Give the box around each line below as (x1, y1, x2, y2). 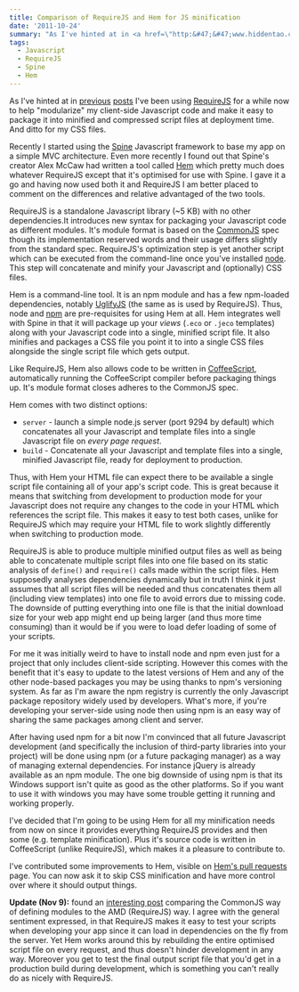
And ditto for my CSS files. (9, 124, 107, 134)
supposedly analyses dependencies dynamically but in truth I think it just (9, 573, 276, 584)
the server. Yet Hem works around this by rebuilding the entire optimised (9, 934, 275, 945)
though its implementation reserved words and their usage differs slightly (9, 233, 278, 245)
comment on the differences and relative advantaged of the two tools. (9, 188, 265, 199)
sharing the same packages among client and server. (9, 714, 204, 725)
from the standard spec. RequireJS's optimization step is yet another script (9, 243, 285, 254)
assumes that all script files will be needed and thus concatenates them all (9, 583, 282, 594)
